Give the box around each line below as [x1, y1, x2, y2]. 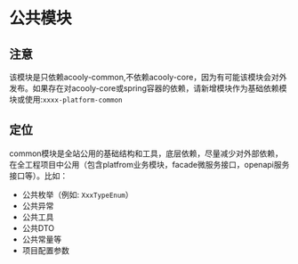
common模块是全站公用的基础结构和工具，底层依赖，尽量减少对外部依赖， [9, 148, 283, 159]
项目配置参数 [21, 244, 69, 255]
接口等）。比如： [9, 170, 68, 181]
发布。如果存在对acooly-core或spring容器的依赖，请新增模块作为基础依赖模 [9, 83, 287, 94]
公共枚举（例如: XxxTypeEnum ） [21, 189, 133, 200]
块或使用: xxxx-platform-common [9, 95, 123, 104]
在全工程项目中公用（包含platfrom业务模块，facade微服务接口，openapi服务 [9, 159, 290, 169]
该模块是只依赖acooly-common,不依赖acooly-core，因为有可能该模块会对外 [9, 72, 287, 82]
